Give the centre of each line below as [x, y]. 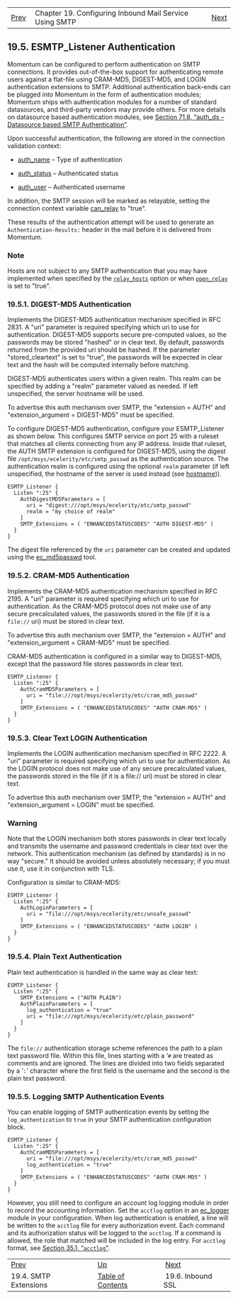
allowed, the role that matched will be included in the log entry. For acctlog [117, 1240]
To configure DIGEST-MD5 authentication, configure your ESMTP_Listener [116, 429]
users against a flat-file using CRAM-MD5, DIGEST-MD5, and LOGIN [107, 79]
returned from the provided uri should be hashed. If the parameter [104, 350]
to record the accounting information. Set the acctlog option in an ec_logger [118, 1210]
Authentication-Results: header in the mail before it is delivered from [109, 229]
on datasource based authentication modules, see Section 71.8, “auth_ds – [116, 117]
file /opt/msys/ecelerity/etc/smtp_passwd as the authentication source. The [118, 459]
